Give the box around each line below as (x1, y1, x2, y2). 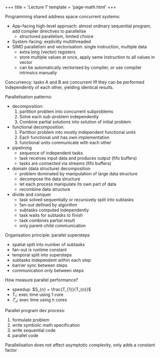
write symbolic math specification (12, 322, 80, 328)
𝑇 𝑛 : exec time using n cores (12, 297, 67, 304)
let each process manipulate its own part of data (19, 181, 117, 187)
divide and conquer (12, 191, 52, 197)
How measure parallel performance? (5, 277, 78, 283)
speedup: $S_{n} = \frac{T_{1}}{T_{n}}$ (12, 287, 91, 292)
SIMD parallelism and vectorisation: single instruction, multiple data (12, 44, 147, 49)
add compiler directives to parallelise (12, 28, 87, 34)
